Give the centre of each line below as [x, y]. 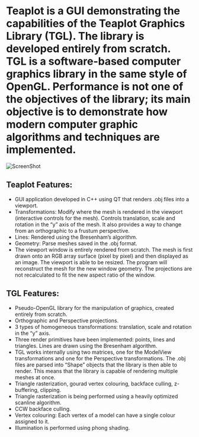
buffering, [27, 389]
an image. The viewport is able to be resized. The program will [91, 262]
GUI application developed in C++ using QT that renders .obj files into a [102, 199]
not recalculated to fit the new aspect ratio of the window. [85, 275]
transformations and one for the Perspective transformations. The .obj [100, 358]
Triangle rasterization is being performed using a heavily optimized [96, 396]
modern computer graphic [72, 124]
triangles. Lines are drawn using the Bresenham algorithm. [86, 346]
